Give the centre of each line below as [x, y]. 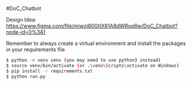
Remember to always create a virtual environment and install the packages [96, 43]
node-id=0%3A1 [26, 32]
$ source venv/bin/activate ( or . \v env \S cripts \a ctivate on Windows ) [93, 65]
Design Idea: [21, 20]
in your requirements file [36, 49]
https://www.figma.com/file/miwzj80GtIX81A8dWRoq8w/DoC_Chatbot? [92, 26]
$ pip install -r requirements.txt [49, 71]
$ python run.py [26, 76]
